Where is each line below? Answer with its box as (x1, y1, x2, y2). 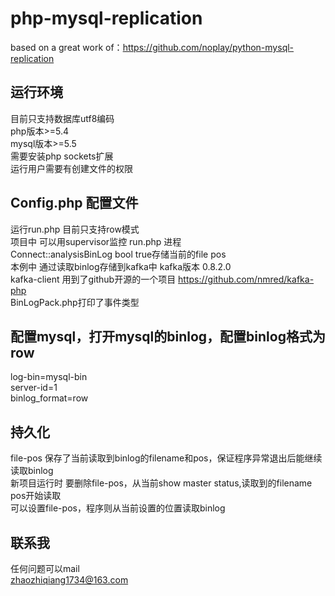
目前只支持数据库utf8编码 (10, 112, 115, 124)
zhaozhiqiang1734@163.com (10, 574, 129, 586)
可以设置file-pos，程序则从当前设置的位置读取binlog (10, 502, 226, 514)
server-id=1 (10, 382, 58, 394)
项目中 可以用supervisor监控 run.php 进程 (10, 235, 182, 247)
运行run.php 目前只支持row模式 (10, 223, 140, 235)
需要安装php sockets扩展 (10, 150, 114, 162)
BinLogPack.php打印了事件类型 (10, 296, 140, 308)
